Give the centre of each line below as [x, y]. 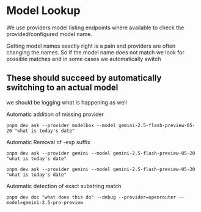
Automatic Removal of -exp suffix [48, 142]
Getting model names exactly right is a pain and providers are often [91, 46]
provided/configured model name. [49, 34]
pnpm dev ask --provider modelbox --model [61, 125]
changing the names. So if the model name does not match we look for [96, 52]
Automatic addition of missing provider [55, 114]
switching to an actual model [62, 88]
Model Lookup [43, 11]
